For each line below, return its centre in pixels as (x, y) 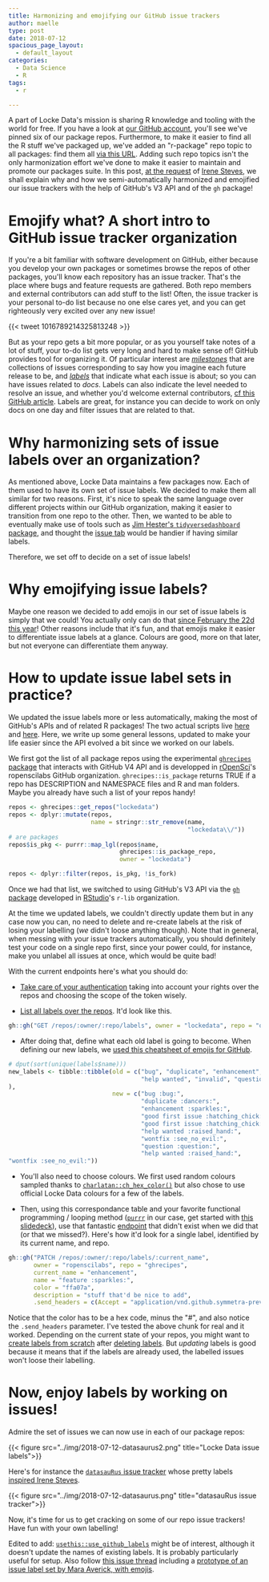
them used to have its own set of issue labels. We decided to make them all (132, 491)
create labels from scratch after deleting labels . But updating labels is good (132, 1343)
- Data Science (41, 68)
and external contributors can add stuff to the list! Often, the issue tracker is (133, 294)
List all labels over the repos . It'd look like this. (96, 1011)
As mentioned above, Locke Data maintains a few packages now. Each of (129, 482)
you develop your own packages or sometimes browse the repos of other (129, 269)
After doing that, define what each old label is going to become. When (135, 1041)
